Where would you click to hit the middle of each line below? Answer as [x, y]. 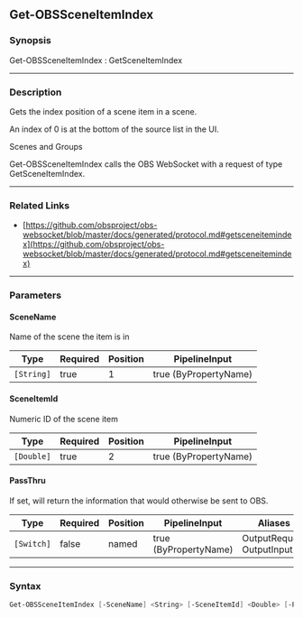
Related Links [40, 205]
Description [36, 92]
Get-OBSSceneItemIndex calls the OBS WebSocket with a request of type [146, 164]
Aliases [274, 522]
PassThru [28, 481]
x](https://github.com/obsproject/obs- [93, 244]
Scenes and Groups [46, 146]
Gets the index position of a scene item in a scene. [103, 111]
